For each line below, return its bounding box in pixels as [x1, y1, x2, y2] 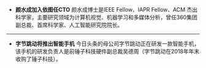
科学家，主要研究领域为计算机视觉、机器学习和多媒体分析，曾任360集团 [15, 13, 197, 21]
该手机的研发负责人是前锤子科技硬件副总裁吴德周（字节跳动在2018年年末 [15, 48, 200, 55]
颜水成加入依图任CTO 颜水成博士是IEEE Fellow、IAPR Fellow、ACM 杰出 [15, 6, 198, 13]
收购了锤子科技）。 [15, 55, 61, 62]
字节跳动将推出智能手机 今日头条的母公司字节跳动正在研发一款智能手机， [15, 40, 200, 47]
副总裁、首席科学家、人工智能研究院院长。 [15, 21, 123, 28]
